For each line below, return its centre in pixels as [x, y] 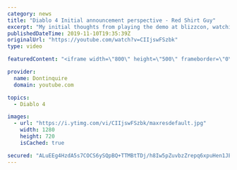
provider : [22, 72]
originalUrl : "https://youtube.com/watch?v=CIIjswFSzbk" [93, 40]
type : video [25, 46]
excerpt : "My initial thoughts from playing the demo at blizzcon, [109, 27]
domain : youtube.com [44, 85]
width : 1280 [37, 130]
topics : [19, 98]
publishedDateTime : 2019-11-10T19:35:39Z [69, 33]
